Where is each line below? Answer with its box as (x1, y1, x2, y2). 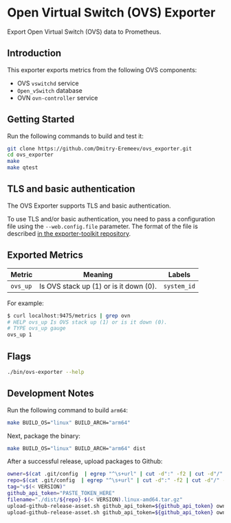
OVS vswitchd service (16, 79, 79, 87)
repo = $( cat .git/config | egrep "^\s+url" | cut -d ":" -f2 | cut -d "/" (7, 477, 220, 484)
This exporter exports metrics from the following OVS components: (7, 65, 197, 74)
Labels (168, 269, 191, 279)
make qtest (7, 164, 38, 171)
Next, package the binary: (7, 432, 81, 440)
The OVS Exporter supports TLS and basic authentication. (7, 201, 171, 210)
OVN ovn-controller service (16, 93, 98, 102)
